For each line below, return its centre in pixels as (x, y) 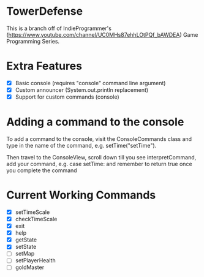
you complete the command (42, 170)
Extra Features (44, 66)
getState (26, 240)
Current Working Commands (81, 195)
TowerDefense (45, 11)
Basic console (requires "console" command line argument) (90, 83)
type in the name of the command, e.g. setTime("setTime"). (81, 146)
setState (26, 247)
